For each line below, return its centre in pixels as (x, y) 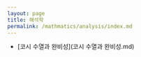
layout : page (26, 13)
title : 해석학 (25, 20)
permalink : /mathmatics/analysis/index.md (70, 26)
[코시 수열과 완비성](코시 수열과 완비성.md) (76, 47)
